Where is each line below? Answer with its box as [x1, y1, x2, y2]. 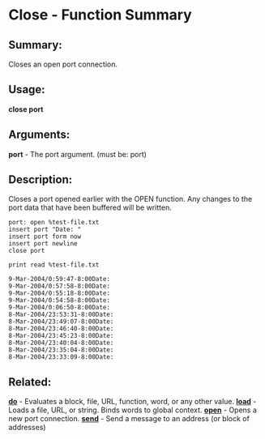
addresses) [8, 423, 46, 433]
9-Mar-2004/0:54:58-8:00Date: [8, 296, 111, 305]
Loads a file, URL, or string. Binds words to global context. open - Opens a [8, 405, 258, 415]
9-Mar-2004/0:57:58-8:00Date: [8, 282, 111, 291]
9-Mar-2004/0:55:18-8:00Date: [8, 289, 111, 297]
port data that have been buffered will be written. [8, 202, 172, 212]
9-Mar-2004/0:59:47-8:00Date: [8, 275, 111, 283]
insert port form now [8, 232, 82, 241]
